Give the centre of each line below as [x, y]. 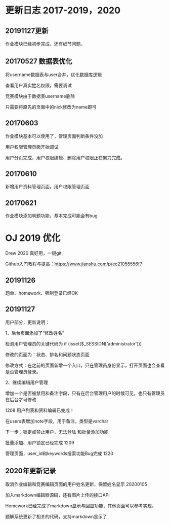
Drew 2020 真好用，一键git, [34, 253]
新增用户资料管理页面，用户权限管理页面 [47, 187]
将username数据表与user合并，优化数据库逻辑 [54, 75]
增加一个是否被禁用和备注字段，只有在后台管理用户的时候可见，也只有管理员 [85, 393]
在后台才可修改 [21, 399]
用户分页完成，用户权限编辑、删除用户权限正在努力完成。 [65, 157]
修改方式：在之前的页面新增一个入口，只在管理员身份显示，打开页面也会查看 [85, 365]
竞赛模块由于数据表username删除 [40, 96]
